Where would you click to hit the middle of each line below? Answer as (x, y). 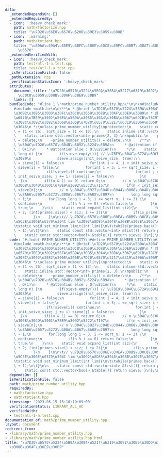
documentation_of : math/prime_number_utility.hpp (56, 420)
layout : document (23, 424)
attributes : (22, 86)
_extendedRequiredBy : (31, 18)
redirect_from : (20, 429)
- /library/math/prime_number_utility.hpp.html (54, 438)
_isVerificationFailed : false (40, 73)
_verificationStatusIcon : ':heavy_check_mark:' (58, 82)
